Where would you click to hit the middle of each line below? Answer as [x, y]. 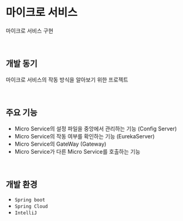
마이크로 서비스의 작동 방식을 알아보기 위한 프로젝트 [67, 80]
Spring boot [30, 200]
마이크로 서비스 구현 [29, 31]
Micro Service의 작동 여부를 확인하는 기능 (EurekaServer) [84, 136]
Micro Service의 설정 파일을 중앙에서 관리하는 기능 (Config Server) [95, 129]
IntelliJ [26, 213]
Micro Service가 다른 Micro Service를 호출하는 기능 [77, 151]
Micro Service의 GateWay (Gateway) [60, 144]
